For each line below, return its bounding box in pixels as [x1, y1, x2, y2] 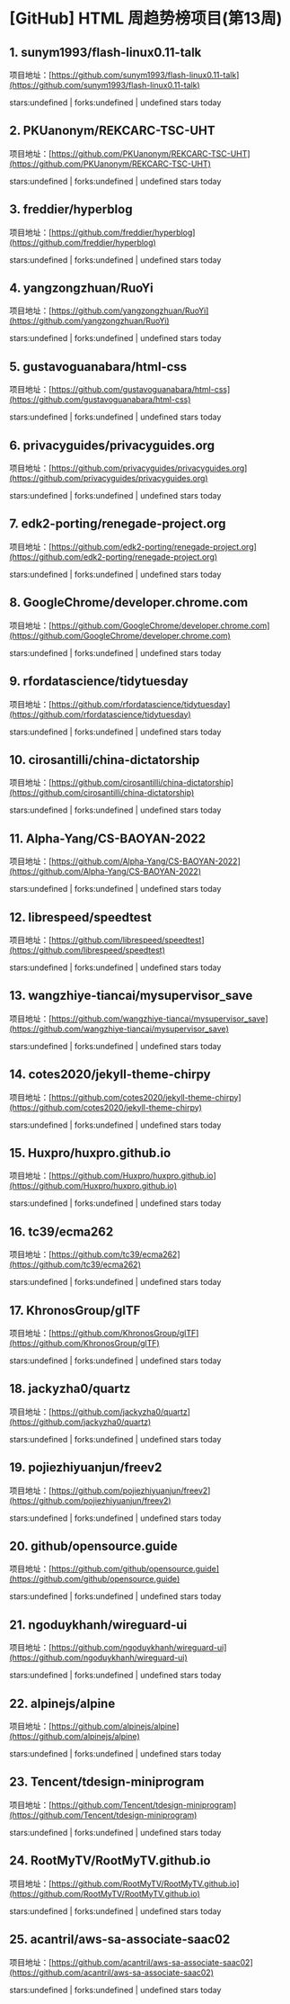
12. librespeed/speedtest [9, 910, 153, 925]
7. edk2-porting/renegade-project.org [9, 517, 226, 532]
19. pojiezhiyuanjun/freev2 [9, 1460, 163, 1476]
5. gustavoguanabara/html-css [9, 359, 188, 374]
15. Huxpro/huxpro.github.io [9, 1145, 171, 1161]
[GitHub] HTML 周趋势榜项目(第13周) [9, 8, 283, 29]
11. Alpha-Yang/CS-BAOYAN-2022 [9, 831, 207, 846]
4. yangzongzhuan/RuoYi [9, 281, 154, 296]
